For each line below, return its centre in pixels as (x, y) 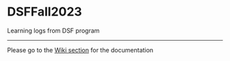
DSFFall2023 (44, 12)
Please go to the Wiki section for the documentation (80, 50)
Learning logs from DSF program (53, 30)
